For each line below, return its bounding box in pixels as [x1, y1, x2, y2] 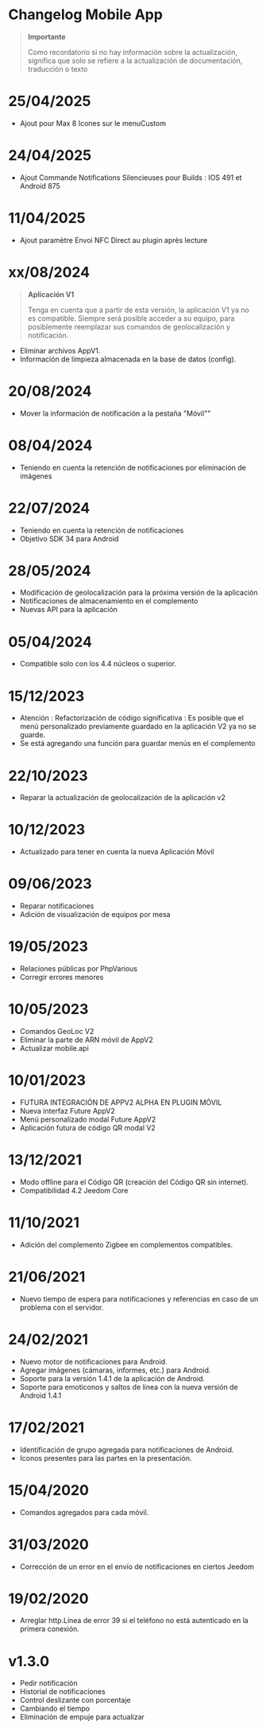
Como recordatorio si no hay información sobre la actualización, [27, 47, 238, 57]
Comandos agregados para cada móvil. [19, 1507, 149, 1517]
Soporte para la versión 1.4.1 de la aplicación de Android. [19, 1373, 205, 1383]
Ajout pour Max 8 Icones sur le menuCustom [19, 118, 167, 128]
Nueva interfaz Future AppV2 [19, 1106, 115, 1115]
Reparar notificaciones [19, 901, 94, 911]
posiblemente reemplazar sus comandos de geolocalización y [27, 322, 231, 331]
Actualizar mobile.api [19, 1044, 89, 1052]
